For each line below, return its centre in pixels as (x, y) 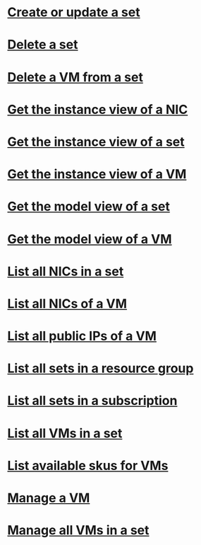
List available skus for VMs (88, 465)
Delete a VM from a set (75, 77)
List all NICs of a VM (67, 303)
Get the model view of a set (89, 207)
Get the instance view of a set (96, 142)
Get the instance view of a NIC (98, 109)
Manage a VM (49, 498)
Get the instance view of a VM (97, 174)
